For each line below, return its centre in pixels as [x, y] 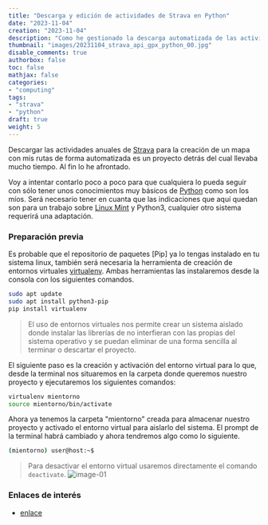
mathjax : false [33, 75]
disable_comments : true [48, 53]
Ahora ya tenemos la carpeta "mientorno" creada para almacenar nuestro [129, 419]
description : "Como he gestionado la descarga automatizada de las [123, 38]
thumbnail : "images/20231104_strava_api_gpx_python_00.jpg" [110, 45]
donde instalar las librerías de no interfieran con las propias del [131, 333]
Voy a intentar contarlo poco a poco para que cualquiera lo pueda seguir [128, 182]
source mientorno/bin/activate [60, 404]
